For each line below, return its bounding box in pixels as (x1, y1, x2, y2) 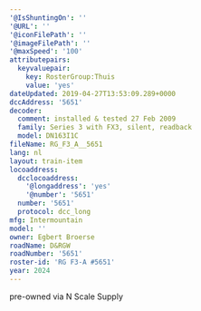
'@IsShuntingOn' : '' (9, 13, 88, 23)
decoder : (9, 106, 43, 115)
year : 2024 (9, 267, 51, 276)
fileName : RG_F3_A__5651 (9, 140, 103, 149)
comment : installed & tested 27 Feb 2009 (17, 114, 177, 123)
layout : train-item (9, 156, 83, 166)
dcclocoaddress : (17, 173, 79, 182)
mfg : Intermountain (9, 215, 83, 225)
